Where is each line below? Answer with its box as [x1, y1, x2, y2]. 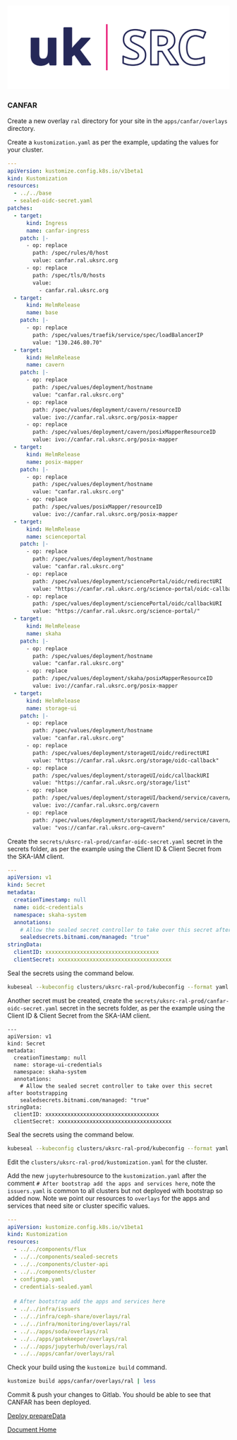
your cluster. [7, 145, 44, 154]
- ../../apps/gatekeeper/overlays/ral [13, 1335, 128, 1342]
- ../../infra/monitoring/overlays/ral [13, 1320, 131, 1327]
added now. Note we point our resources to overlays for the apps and [7, 1194, 210, 1202]
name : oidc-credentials [13, 904, 83, 911]
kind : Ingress [25, 219, 68, 226]
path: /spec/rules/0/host [32, 250, 109, 257]
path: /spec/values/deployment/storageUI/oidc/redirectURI [32, 749, 210, 756]
